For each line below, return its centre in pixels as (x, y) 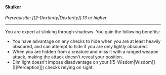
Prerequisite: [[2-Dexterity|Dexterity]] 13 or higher (56, 18)
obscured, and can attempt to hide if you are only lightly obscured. (80, 47)
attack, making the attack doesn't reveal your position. (68, 57)
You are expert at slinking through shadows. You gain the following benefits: (83, 32)
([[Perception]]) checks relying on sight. (53, 67)
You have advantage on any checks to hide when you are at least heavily (86, 41)
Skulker (13, 7)
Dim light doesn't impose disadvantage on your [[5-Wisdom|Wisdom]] (84, 62)
